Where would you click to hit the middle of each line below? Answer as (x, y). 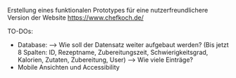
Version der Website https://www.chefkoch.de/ (76, 18)
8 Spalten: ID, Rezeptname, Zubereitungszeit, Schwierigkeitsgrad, (113, 52)
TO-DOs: (20, 31)
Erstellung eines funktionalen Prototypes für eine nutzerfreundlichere (108, 10)
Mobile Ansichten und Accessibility (68, 67)
